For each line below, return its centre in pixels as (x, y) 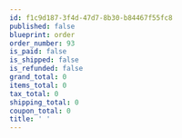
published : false (42, 26)
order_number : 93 (42, 43)
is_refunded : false (46, 69)
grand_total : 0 (38, 77)
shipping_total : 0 (44, 102)
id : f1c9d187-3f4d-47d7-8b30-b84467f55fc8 (91, 18)
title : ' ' (30, 119)
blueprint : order (42, 34)
